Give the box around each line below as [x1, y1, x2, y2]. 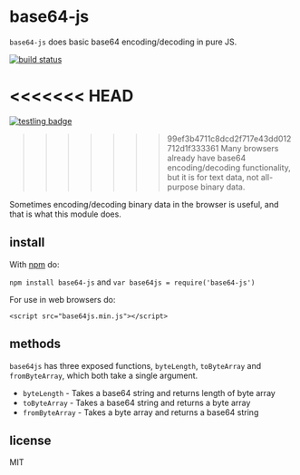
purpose [167, 181, 199, 192]
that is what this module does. [9, 208, 122, 219]
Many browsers [220, 142, 279, 153]
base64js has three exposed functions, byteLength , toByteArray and [9, 360, 262, 371]
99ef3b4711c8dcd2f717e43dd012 [167, 133, 292, 144]
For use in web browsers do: [9, 294, 116, 305]
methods [9, 336, 62, 352]
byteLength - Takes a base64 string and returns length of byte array [22, 387, 276, 398]
